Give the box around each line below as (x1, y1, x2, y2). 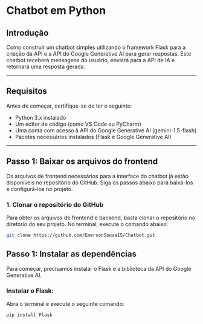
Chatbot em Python (6, 4, 106, 18)
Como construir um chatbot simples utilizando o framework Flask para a (6, 44, 186, 51)
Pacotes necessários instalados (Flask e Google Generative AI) (14, 133, 172, 140)
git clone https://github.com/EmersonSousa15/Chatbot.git (6, 232, 155, 238)
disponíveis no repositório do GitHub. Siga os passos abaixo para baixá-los (6, 179, 193, 186)
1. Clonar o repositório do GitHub (6, 200, 104, 209)
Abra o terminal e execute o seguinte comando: (6, 300, 124, 307)
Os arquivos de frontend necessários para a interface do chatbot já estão (6, 172, 189, 180)
